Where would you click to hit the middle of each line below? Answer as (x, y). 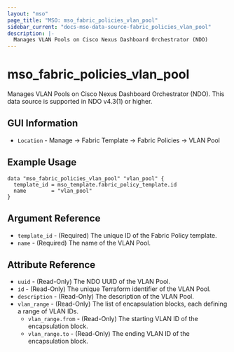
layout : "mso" (28, 14)
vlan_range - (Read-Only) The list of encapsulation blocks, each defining (122, 304)
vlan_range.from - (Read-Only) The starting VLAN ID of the (113, 319)
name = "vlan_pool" (53, 191)
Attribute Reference (51, 265)
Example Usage (42, 162)
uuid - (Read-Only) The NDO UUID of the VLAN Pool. (94, 282)
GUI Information (43, 123)
